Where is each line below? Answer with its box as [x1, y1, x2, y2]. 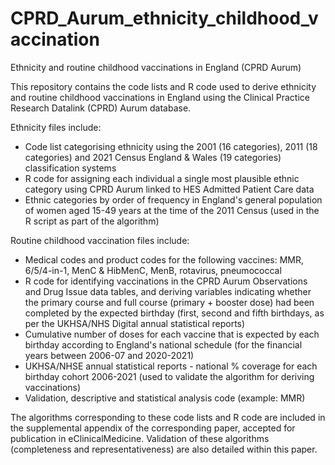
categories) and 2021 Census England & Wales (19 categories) [24, 151, 282, 163]
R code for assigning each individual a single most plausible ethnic [24, 172, 300, 184]
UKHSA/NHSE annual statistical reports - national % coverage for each [24, 360, 318, 372]
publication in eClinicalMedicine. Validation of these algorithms [10, 432, 270, 444]
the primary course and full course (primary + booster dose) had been [24, 296, 315, 308]
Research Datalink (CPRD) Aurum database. [10, 102, 192, 114]
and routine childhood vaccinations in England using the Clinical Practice [10, 91, 310, 103]
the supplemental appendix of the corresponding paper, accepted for [10, 422, 296, 434]
